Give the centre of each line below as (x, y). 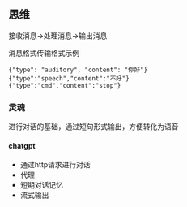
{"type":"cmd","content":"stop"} (65, 85)
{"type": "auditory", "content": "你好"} (78, 70)
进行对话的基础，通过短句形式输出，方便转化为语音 (93, 127)
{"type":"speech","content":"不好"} (69, 78)
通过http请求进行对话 (55, 165)
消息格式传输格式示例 (44, 53)
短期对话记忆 (41, 185)
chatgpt (22, 145)
